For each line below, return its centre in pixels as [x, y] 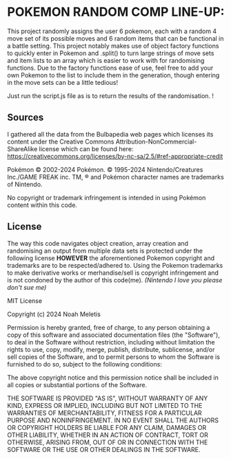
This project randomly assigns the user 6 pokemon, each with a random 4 [112, 31]
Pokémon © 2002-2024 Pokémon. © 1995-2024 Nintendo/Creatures [105, 169]
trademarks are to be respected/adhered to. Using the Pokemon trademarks [115, 265]
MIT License [25, 300]
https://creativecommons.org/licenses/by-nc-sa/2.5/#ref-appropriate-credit [115, 156]
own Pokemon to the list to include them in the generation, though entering [113, 75]
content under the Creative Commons [61, 141]
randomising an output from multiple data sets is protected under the [105, 251]
